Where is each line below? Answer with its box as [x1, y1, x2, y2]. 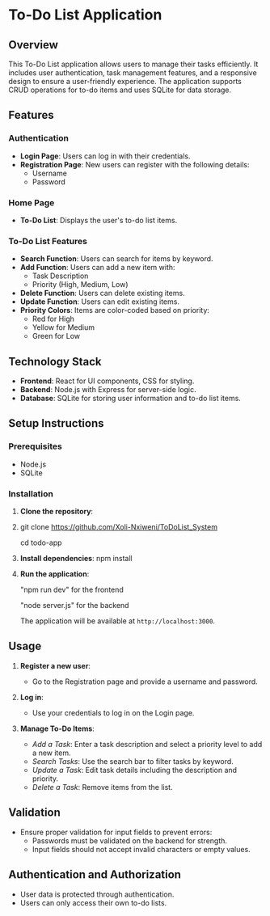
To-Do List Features [8, 235, 87, 247]
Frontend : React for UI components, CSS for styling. [19, 376, 195, 386]
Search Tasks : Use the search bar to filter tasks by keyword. [32, 756, 234, 766]
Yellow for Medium [32, 323, 95, 332]
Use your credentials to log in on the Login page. [32, 707, 195, 717]
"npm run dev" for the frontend [19, 585, 124, 595]
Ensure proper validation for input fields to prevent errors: [19, 827, 213, 837]
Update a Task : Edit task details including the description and [32, 765, 237, 775]
